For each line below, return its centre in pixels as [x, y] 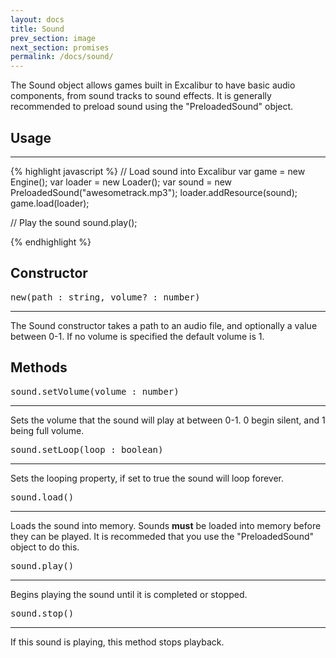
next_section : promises [60, 47]
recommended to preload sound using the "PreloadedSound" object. [152, 107]
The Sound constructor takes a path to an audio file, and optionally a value [164, 325]
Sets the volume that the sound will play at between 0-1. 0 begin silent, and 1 [168, 420]
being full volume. [47, 430]
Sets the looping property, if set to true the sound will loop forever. [147, 478]
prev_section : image [53, 38]
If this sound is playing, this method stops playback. [117, 642]
